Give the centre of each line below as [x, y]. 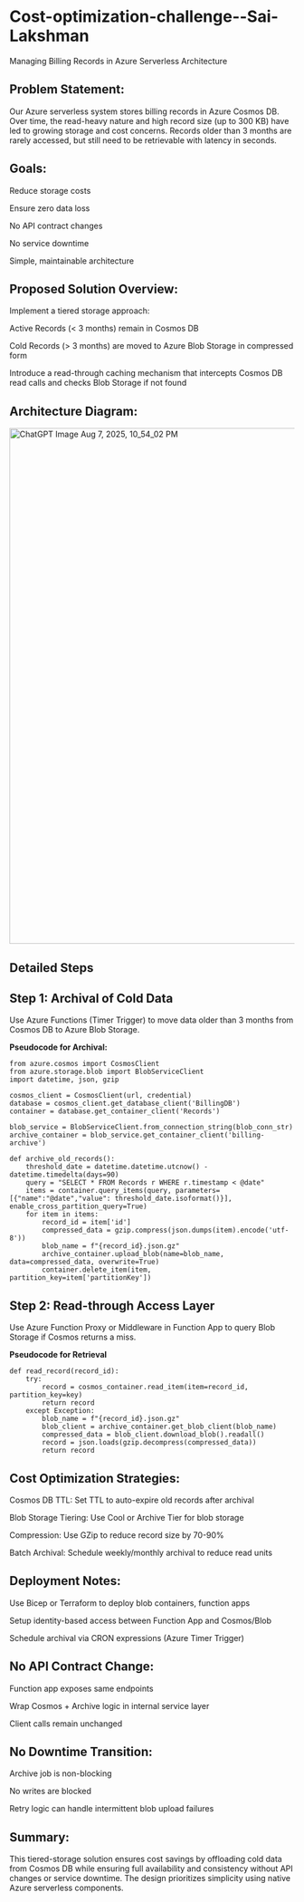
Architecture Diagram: [74, 411]
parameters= [198, 1191]
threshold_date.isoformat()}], [173, 1199]
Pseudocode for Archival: [58, 1047]
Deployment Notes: [65, 1581]
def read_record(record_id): [64, 1371]
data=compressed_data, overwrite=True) [85, 1262]
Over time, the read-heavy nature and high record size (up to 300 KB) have [149, 120]
